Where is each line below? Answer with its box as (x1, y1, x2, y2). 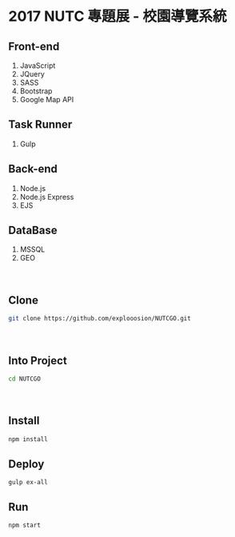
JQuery (19, 70, 46, 78)
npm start (8, 521, 42, 530)
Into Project (8, 353, 68, 368)
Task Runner (8, 117, 73, 132)
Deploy (8, 457, 45, 471)
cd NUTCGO (8, 375, 42, 383)
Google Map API (19, 95, 74, 104)
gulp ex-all (8, 479, 48, 487)
